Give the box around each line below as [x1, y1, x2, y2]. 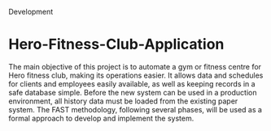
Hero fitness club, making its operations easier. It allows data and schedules [8, 70, 264, 80]
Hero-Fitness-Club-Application [8, 36, 225, 53]
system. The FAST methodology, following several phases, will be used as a [8, 104, 263, 114]
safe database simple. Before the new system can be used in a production [8, 87, 257, 97]
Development [8, 7, 54, 16]
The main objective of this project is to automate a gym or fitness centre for [8, 61, 262, 71]
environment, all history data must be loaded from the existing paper [8, 96, 238, 106]
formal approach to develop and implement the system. [8, 113, 195, 123]
